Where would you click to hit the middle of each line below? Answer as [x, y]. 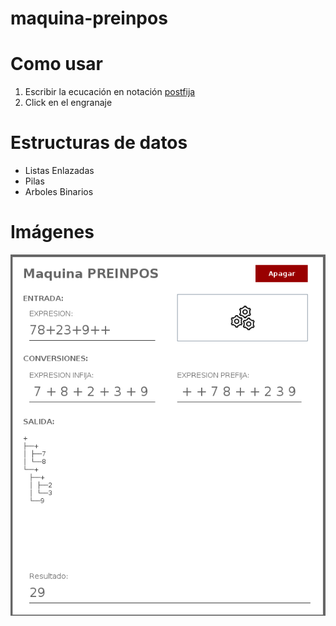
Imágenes [52, 232]
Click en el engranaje [68, 103]
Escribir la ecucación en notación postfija [110, 92]
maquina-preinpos [89, 18]
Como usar [57, 64]
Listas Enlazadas [59, 171]
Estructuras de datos [99, 143]
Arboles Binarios [59, 192]
